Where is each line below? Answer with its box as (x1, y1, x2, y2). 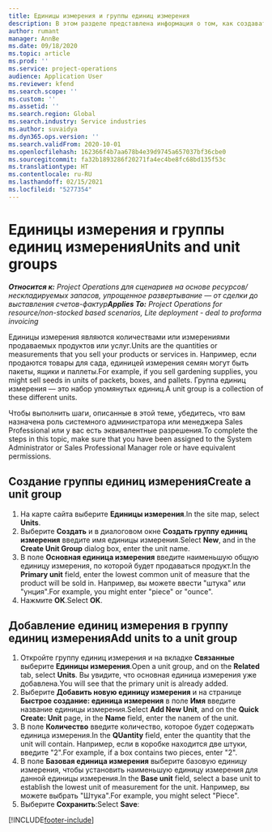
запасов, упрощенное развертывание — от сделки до (70, 290, 258, 300)
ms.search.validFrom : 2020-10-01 (8, 140, 121, 149)
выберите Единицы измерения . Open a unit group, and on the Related (19, 662, 261, 671)
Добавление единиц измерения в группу (8, 619, 229, 632)
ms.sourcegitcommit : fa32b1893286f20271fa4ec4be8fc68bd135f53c (8, 155, 227, 163)
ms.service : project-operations (8, 65, 117, 73)
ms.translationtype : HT (8, 163, 89, 171)
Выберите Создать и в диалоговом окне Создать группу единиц (19, 526, 249, 536)
